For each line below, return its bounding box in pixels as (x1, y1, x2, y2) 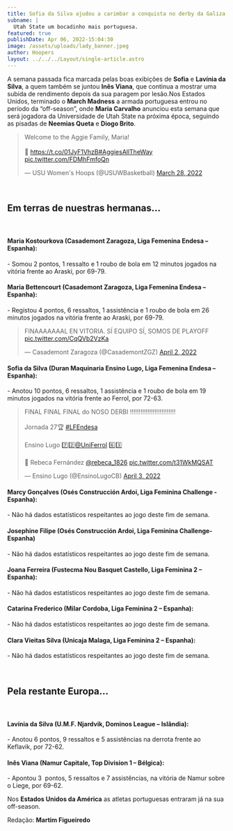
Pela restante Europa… (7, 685, 109, 697)
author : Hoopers (7, 50, 54, 57)
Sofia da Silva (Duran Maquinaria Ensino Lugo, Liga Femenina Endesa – (7, 364, 216, 372)
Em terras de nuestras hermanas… (7, 202, 161, 214)
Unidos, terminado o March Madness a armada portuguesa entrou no (7, 97, 207, 105)
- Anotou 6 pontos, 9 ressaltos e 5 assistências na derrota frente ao (7, 735, 201, 744)
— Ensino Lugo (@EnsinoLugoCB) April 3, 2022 (24, 472, 161, 480)
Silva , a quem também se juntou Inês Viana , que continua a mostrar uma (7, 82, 217, 91)
